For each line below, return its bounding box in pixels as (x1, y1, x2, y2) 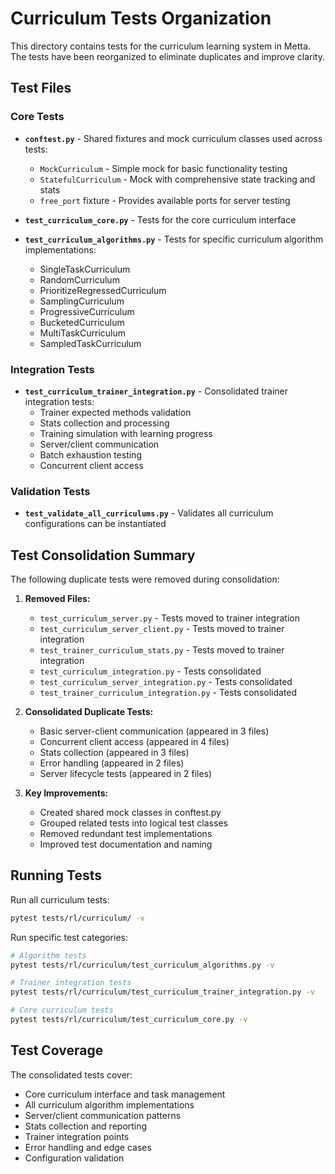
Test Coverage (10, 1042, 104, 1059)
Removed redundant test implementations (39, 828, 213, 840)
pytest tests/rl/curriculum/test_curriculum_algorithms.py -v (10, 960, 275, 970)
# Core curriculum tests (10, 1005, 114, 1016)
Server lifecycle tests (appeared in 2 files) (39, 768, 213, 780)
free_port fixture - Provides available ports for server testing (39, 194, 291, 206)
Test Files (10, 80, 72, 97)
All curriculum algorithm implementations (24, 1098, 195, 1111)
